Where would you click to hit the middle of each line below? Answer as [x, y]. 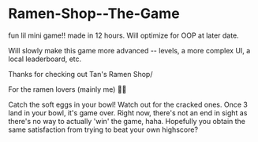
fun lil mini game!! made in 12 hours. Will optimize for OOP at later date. [123, 35]
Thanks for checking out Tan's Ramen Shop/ [80, 74]
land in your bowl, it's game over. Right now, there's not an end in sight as [128, 113]
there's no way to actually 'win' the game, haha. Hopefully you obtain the [127, 121]
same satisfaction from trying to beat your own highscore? [103, 129]
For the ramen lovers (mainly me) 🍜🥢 [67, 89]
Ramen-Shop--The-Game [94, 14]
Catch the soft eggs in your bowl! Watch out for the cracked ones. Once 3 [128, 104]
